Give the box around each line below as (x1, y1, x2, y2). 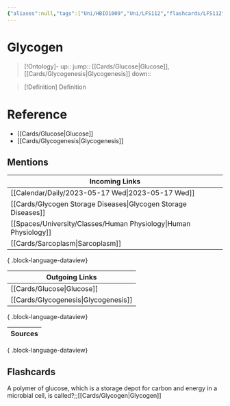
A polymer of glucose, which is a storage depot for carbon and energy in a (7, 384, 218, 392)
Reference (7, 107, 67, 122)
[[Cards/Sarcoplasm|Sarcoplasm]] (10, 239, 122, 249)
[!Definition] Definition (23, 83, 87, 91)
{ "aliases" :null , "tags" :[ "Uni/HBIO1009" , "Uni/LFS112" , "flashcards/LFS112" (7, 10, 225, 17)
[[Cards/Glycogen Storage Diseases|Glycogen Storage (10, 199, 187, 209)
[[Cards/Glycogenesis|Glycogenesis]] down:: (23, 69, 151, 77)
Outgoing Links (46, 272, 97, 282)
